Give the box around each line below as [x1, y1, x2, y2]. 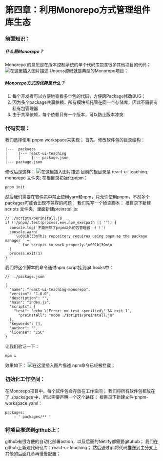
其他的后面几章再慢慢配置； [5, 451, 61, 457]
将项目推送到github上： [5, 426, 61, 433]
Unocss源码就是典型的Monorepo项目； [49, 68, 128, 74]
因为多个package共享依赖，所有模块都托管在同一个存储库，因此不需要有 [12, 99, 158, 105]
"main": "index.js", [9, 300, 51, 305]
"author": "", [9, 326, 38, 331]
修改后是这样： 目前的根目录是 [5, 169, 111, 175]
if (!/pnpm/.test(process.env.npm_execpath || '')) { [5, 220, 117, 225]
